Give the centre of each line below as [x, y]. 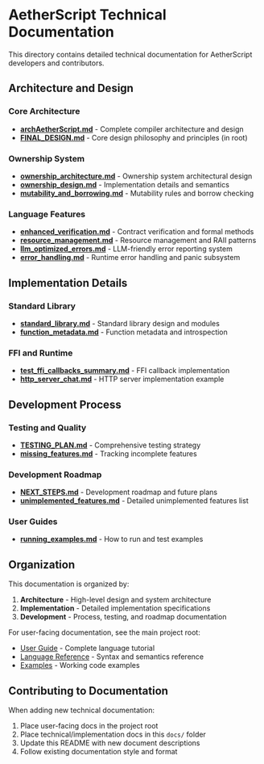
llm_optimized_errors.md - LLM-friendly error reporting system [126, 249]
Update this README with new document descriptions [110, 743]
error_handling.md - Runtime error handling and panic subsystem [130, 258]
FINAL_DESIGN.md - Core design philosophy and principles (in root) [134, 137]
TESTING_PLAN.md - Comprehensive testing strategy [110, 445]
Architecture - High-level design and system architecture [115, 600]
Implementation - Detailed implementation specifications [115, 608]
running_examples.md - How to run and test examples [111, 539]
